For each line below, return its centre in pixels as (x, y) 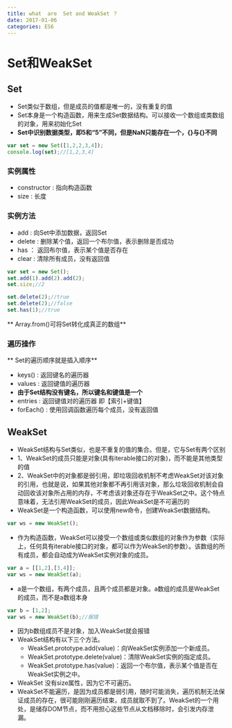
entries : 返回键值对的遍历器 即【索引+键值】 (81, 401)
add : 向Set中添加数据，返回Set (62, 232)
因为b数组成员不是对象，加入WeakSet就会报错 (83, 631)
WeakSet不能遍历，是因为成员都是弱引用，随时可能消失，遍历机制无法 (118, 692)
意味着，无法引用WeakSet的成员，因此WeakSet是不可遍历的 (104, 502)
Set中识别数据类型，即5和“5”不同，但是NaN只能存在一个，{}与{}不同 (117, 133)
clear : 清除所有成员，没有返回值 (63, 258)
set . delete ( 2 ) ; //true (38, 297)
